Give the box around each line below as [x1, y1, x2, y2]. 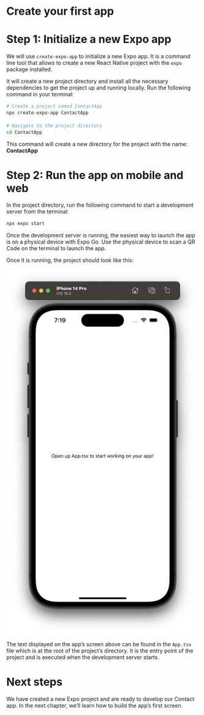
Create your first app [6, 4, 114, 18]
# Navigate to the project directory [6, 123, 103, 129]
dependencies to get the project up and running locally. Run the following [6, 84, 191, 91]
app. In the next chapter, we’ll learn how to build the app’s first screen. [6, 702, 183, 709]
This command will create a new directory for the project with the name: [6, 140, 188, 148]
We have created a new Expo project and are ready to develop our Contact [6, 695, 194, 703]
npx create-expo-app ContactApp [6, 110, 89, 116]
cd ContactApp [6, 129, 43, 136]
